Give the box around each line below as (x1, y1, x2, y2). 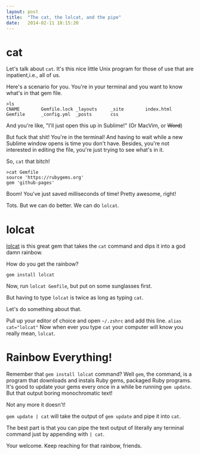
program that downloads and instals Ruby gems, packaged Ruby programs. (6, 377, 192, 384)
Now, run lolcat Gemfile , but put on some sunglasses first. (6, 282, 152, 290)
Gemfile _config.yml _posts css (6, 112, 119, 118)
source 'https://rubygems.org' (6, 174, 84, 181)
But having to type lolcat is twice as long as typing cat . (6, 294, 144, 302)
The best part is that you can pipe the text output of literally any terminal (6, 425, 184, 432)
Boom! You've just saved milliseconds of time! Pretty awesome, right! (6, 190, 176, 198)
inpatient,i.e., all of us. (6, 72, 61, 79)
